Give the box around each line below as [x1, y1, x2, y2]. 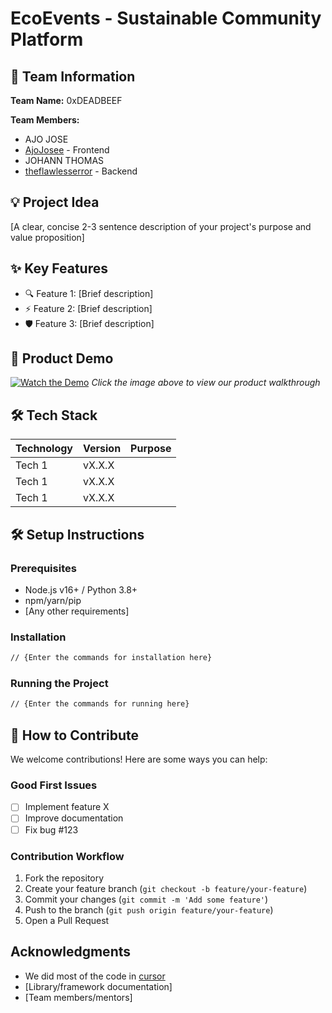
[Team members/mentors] [24, 991, 133, 1003]
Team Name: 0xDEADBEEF [10, 95, 123, 106]
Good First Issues [10, 778, 98, 792]
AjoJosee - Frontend [24, 144, 110, 156]
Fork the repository [24, 872, 105, 884]
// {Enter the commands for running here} [10, 699, 190, 709]
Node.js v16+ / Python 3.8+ [24, 583, 138, 596]
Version [83, 442, 122, 456]
